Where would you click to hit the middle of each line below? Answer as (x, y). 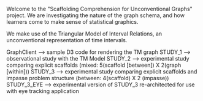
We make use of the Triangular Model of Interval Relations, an (84, 34)
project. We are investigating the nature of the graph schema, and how (96, 15)
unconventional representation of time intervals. (67, 40)
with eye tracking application (43, 91)
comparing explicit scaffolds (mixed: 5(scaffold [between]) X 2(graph (94, 65)
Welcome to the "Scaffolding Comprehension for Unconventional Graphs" (100, 9)
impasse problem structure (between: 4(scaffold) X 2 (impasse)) (88, 78)
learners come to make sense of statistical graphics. (72, 22)
